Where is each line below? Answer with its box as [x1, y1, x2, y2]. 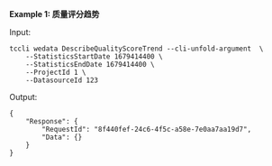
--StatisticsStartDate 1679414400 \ [25, 52, 164, 61]
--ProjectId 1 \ [25, 68, 87, 77]
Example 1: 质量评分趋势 [9, 9, 100, 19]
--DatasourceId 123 [25, 76, 99, 85]
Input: [9, 27, 32, 37]
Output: [9, 92, 38, 102]
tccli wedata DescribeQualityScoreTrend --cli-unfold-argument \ [9, 44, 264, 53]
